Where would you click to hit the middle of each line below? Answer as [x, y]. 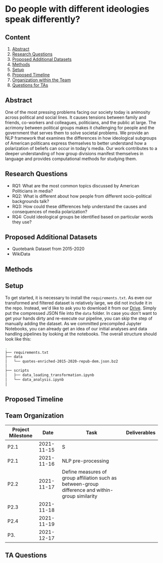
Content [18, 37]
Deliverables [141, 433]
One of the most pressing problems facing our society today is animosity [78, 112]
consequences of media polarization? [49, 211]
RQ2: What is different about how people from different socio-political [82, 196]
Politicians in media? [33, 191]
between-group [80, 484]
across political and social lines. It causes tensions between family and [76, 117]
